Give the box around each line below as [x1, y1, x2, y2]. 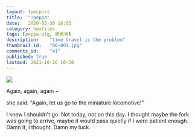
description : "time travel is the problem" [6, 37, 126, 43]
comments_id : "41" [6, 48, 61, 54]
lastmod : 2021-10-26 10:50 [6, 59, 74, 65]
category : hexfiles [6, 25, 56, 32]
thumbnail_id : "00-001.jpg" [6, 43, 83, 49]
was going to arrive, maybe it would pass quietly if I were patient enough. [6, 117, 189, 124]
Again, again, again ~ [6, 87, 59, 94]
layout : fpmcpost [6, 8, 50, 15]
